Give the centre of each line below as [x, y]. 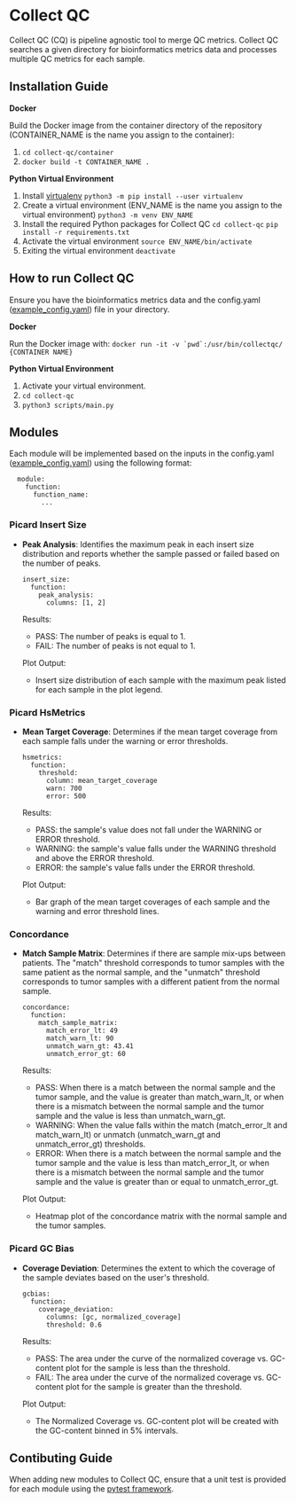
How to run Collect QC [72, 279]
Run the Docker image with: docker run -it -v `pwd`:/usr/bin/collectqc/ [146, 343]
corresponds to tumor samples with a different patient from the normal [151, 982]
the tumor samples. [70, 1225]
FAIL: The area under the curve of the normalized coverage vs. [149, 1377]
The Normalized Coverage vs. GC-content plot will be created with [157, 1421]
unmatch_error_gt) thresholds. [90, 1144]
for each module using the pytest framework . [92, 1489]
